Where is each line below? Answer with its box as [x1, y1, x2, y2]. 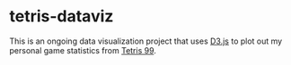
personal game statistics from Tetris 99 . [9, 45, 157, 55]
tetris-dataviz [9, 6, 114, 27]
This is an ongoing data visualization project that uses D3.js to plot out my [9, 36, 283, 46]
